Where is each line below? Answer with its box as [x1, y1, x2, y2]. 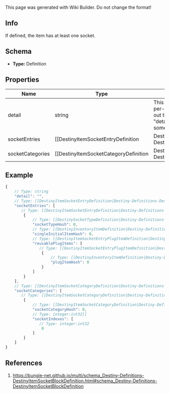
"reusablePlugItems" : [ [32, 241, 82, 246]
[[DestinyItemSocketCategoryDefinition [55, 150, 149, 157]
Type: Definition [12, 60, 47, 67]
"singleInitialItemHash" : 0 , [32, 232, 94, 237]
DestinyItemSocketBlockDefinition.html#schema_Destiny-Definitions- [12, 378, 158, 384]
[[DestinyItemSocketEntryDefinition [55, 136, 139, 143]
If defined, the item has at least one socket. [5, 32, 96, 39]
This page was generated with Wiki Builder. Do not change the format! [5, 5, 152, 10]
